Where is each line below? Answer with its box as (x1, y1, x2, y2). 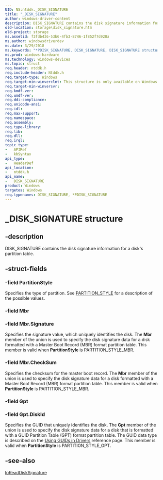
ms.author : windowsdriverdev (5, 39, 64, 44)
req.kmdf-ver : (5, 88, 34, 93)
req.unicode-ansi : (5, 102, 42, 107)
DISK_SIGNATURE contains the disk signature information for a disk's (5, 245, 144, 251)
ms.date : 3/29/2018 (5, 43, 45, 48)
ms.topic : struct (5, 61, 40, 66)
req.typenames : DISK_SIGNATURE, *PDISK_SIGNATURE (5, 192, 108, 197)
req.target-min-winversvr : (5, 84, 60, 89)
